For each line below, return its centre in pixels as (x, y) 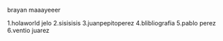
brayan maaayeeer (34, 10)
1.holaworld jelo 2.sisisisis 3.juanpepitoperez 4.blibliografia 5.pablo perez (112, 23)
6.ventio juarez (28, 30)
